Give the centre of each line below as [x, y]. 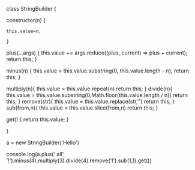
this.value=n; [24, 31]
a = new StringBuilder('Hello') [43, 142]
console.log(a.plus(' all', [36, 154]
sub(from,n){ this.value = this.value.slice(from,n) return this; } [82, 108]
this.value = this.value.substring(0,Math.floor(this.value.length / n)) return [97, 95]
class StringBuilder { [31, 9]
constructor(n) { [26, 20]
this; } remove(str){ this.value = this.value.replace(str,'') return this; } [91, 101]
